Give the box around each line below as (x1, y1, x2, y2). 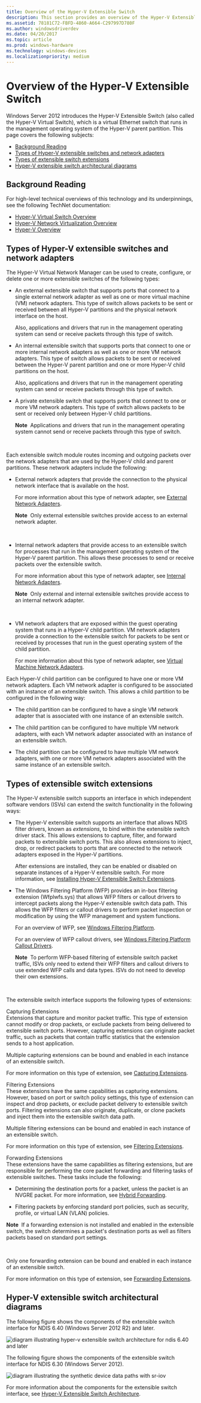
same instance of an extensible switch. (14, 761, 111, 768)
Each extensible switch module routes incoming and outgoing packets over (6, 451, 191, 458)
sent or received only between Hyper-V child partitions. (14, 410, 152, 418)
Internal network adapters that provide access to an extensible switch (14, 541, 187, 549)
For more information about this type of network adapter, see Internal (14, 572, 186, 580)
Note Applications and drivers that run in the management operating (14, 422, 185, 429)
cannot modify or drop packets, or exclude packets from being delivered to (6, 1021, 191, 1027)
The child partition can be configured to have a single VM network (14, 706, 178, 713)
